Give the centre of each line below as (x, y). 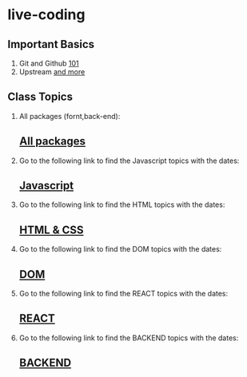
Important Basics (51, 44)
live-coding (46, 15)
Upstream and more (52, 72)
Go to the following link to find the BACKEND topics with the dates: (129, 338)
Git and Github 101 (49, 63)
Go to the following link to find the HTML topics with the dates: (122, 204)
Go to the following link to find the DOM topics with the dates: (120, 249)
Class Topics (40, 97)
